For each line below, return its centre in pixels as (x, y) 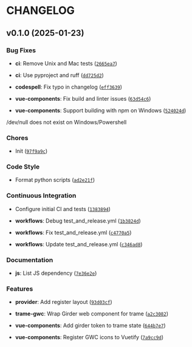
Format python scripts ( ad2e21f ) (55, 180)
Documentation (30, 260)
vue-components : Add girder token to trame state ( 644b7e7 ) (90, 326)
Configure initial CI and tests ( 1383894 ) (63, 209)
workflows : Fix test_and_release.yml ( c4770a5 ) (73, 232)
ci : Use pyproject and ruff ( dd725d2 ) (60, 75)
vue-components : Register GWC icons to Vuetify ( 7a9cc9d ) (89, 337)
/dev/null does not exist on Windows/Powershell (67, 122)
